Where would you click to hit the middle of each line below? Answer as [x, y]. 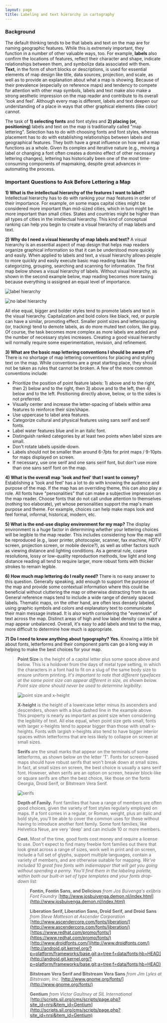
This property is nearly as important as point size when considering [86, 715]
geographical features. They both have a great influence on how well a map [83, 142]
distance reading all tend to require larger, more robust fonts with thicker [79, 561]
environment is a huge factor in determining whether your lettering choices [82, 529]
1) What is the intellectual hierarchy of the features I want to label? [75, 193]
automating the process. [30, 169]
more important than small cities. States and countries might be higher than [82, 214]
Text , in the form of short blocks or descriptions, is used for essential [76, 69]
